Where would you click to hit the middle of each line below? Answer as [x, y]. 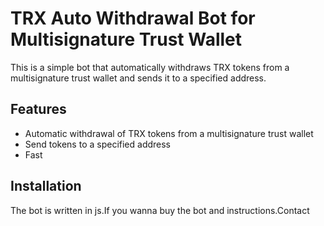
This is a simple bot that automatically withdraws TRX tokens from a [150, 67]
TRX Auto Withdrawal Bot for [133, 18]
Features [38, 109]
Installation [46, 186]
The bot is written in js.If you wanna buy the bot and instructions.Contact [160, 210]
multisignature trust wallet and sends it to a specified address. [138, 78]
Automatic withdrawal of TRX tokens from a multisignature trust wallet [169, 133]
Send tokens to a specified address [98, 144]
